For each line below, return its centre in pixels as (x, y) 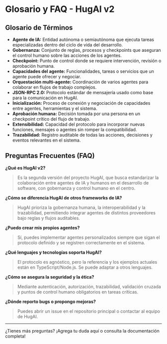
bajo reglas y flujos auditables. (49, 218)
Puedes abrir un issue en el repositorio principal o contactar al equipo (89, 311)
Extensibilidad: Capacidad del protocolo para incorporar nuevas (79, 124)
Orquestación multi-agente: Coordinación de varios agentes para (80, 82)
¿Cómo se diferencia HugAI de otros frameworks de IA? (64, 197)
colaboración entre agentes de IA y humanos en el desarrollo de (83, 182)
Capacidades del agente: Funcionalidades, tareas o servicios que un (83, 71)
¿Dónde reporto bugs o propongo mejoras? (50, 301)
